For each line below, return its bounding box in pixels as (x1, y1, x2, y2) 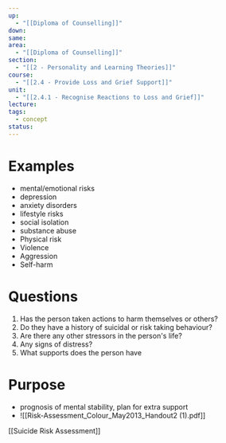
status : (8, 123, 34, 131)
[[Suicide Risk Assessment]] (8, 425, 101, 435)
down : (8, 26, 26, 34)
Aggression (19, 251, 58, 261)
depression (19, 192, 57, 202)
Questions (8, 288, 78, 305)
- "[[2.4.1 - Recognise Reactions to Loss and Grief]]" (15, 93, 205, 101)
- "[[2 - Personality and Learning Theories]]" (15, 64, 177, 72)
